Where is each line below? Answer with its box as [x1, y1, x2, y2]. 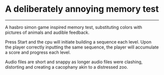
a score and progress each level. [5, 49, 71, 55]
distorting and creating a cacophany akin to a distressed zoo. [5, 64, 128, 70]
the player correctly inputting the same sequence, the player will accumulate [5, 44, 159, 50]
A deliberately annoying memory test [5, 3, 159, 15]
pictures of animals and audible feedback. [5, 29, 89, 35]
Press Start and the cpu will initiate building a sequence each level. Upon [5, 39, 152, 45]
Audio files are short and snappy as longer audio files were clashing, [5, 59, 143, 65]
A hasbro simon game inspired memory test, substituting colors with [5, 24, 143, 30]
